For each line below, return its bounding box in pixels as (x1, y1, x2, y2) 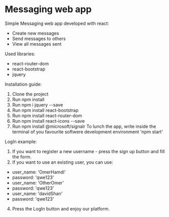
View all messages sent (12, 41, 62, 47)
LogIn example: (5, 138, 37, 144)
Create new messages (12, 30, 59, 36)
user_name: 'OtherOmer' (12, 179, 64, 186)
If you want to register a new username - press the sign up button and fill (12, 148, 165, 154)
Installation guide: (5, 81, 42, 87)
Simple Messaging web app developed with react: (5, 20, 110, 26)
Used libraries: (5, 51, 36, 57)
